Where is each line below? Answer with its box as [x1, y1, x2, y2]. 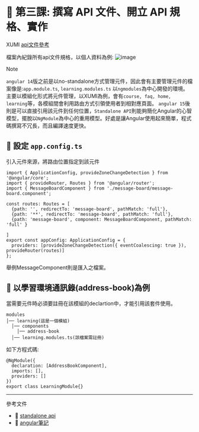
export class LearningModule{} [6, 383, 84, 389]
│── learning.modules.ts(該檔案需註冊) [11, 334, 105, 341]
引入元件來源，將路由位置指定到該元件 [6, 158, 99, 165]
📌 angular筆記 [14, 419, 49, 426]
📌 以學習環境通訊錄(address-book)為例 [6, 283, 150, 293]
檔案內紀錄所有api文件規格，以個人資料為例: [6, 53, 114, 60]
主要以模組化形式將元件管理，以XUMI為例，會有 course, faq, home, [6, 92, 172, 100]
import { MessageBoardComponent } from [6, 185, 105, 191]
